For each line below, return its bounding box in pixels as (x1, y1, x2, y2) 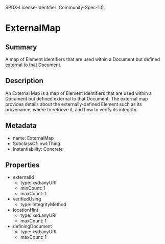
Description (5, 76, 43, 85)
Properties (5, 161, 40, 170)
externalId (12, 174, 34, 180)
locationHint (12, 207, 38, 213)
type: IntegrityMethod (20, 201, 66, 208)
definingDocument (12, 223, 52, 230)
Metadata (5, 121, 37, 130)
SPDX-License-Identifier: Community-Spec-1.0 (5, 5, 104, 10)
